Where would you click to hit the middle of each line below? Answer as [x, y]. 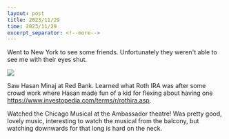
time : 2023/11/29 [32, 26]
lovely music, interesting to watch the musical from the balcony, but [103, 121]
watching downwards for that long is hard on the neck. [85, 129]
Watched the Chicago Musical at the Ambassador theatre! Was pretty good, [114, 114]
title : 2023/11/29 [33, 20]
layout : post [26, 13]
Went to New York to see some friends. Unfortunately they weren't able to [112, 52]
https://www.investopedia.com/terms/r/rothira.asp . [79, 100]
